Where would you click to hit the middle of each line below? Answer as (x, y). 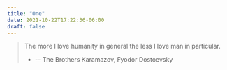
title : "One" (26, 14)
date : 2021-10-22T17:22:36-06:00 (56, 20)
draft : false (26, 26)
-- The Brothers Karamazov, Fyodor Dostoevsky (104, 60)
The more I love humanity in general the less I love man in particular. (123, 46)
